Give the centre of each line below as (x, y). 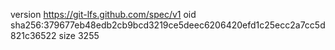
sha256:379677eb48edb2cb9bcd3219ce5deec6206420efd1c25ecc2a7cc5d (168, 25)
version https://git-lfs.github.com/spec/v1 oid (103, 14)
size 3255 (79, 35)
